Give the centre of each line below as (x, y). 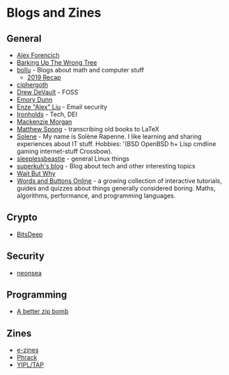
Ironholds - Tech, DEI (47, 114)
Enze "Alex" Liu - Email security (62, 107)
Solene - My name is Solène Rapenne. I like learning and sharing (109, 136)
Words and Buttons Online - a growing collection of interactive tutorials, (119, 181)
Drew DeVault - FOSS (47, 92)
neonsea (29, 273)
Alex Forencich (38, 55)
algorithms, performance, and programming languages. (96, 196)
